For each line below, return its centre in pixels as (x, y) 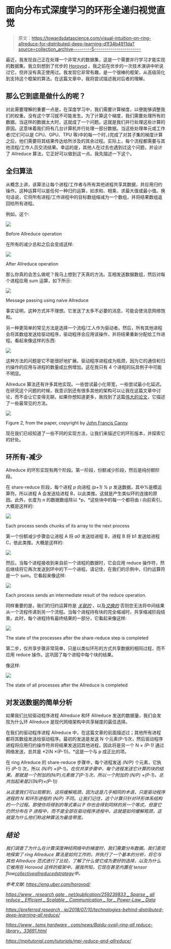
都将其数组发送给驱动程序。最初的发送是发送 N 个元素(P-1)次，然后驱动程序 (84, 739)
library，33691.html (26, 931)
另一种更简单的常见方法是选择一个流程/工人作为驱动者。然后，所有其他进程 (84, 328)
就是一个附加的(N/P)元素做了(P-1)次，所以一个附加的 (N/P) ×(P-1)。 (89, 775)
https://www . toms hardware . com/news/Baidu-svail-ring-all (70, 925)
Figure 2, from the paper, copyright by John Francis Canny (67, 423)
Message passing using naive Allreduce (47, 300)
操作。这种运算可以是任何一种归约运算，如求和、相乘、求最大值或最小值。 (83, 191)
